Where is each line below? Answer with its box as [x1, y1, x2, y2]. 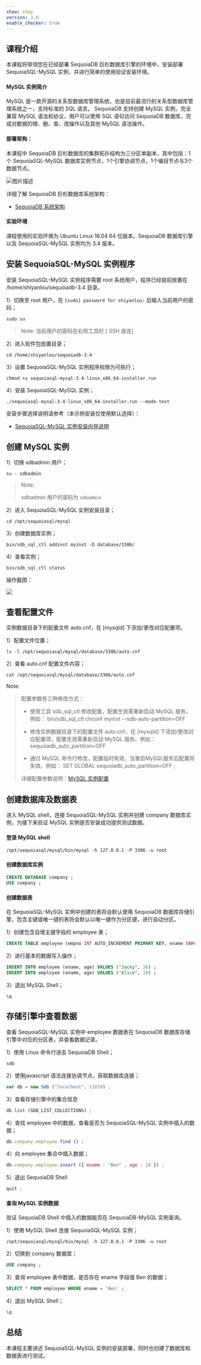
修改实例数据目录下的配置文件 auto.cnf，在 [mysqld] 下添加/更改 [29, 728, 188, 735]
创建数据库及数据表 [6, 794, 77, 804]
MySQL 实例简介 [6, 83, 47, 90]
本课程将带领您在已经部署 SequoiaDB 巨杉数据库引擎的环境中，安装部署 [6, 61, 184, 68]
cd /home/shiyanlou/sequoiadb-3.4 [6, 352, 93, 358]
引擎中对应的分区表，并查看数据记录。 [6, 1036, 100, 1043]
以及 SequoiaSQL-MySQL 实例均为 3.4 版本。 [6, 240, 118, 247]
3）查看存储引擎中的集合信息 [6, 1095, 78, 1102]
